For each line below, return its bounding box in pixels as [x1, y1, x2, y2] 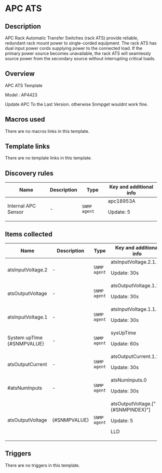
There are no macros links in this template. [5, 128, 90, 134]
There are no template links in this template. [5, 155, 93, 161]
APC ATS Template [5, 82, 42, 88]
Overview [5, 70, 35, 78]
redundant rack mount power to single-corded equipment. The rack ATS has [5, 40, 157, 46]
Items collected [5, 230, 53, 238]
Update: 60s [110, 340, 139, 347]
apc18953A [108, 198, 136, 205]
